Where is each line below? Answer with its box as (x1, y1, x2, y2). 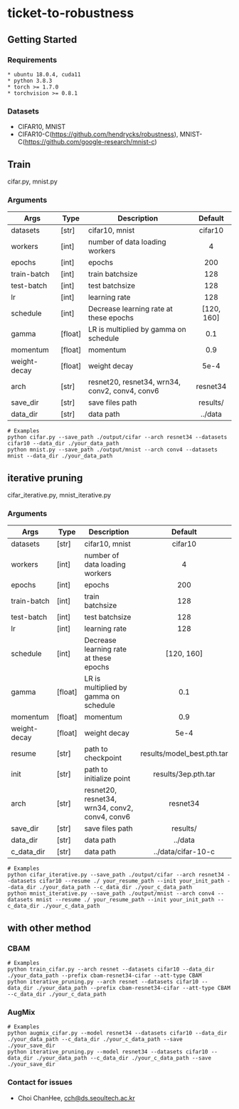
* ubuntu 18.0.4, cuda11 (7, 71, 81, 78)
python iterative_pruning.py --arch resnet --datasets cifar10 (7, 978, 199, 986)
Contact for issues (7, 1078, 73, 1088)
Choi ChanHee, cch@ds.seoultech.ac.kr (17, 1093, 135, 1102)
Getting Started (7, 34, 78, 46)
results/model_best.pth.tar (139, 749, 228, 759)
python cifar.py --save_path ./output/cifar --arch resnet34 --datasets (7, 434, 228, 441)
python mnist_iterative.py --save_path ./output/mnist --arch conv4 (7, 890, 215, 897)
